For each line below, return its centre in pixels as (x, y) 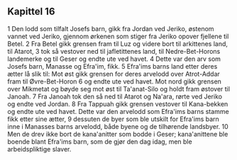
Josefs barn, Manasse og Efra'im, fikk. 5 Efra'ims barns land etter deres (112, 66)
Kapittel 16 (31, 12)
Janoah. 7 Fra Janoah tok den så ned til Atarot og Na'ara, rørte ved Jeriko (115, 96)
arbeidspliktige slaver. (39, 149)
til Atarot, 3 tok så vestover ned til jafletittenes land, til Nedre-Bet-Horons (114, 51)
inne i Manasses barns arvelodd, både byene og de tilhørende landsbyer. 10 (118, 126)
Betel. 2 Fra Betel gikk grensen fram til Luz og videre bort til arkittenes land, (118, 44)
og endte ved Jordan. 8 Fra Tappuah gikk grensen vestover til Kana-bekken (118, 104)
